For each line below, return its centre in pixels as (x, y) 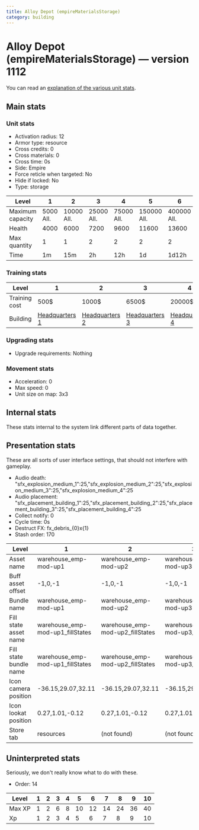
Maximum (23, 211)
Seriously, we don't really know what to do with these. (72, 773)
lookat (18, 713)
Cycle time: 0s (32, 521)
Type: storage (32, 187)
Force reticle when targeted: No (54, 174)
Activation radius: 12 (39, 136)
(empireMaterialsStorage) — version (98, 59)
